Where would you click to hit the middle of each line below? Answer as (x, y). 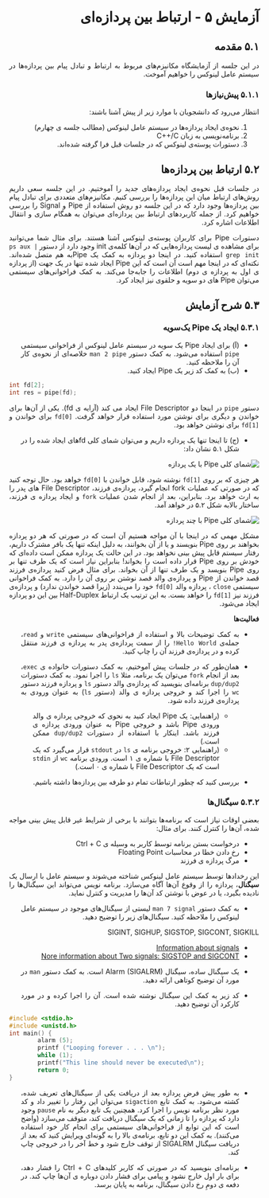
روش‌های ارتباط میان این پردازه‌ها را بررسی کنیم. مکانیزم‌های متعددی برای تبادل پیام (134, 197)
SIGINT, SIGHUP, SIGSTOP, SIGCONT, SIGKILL (183, 932)
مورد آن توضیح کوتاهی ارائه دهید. (191, 980)
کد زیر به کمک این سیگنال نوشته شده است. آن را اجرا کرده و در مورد (130, 995)
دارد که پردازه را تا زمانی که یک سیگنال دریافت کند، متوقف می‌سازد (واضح (130, 1118)
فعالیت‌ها (246, 619)
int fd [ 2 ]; (27, 385)
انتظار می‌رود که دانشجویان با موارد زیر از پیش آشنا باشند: (174, 112)
